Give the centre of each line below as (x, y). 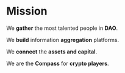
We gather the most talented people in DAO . (62, 28)
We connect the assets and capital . (52, 51)
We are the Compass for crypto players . (58, 63)
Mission (27, 11)
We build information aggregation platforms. (63, 40)
